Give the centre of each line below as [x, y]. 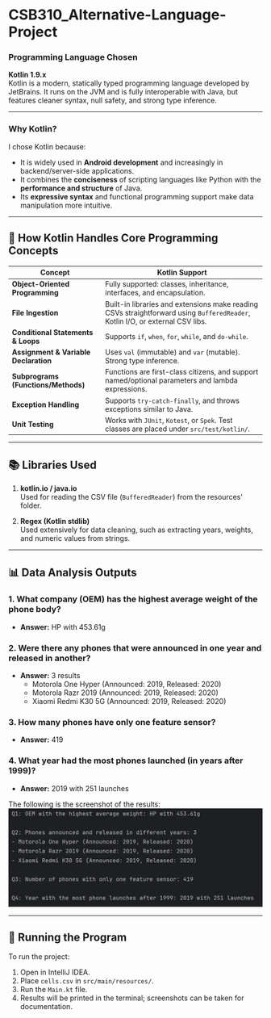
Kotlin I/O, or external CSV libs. [156, 321]
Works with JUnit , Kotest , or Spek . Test [169, 420]
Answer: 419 [42, 739]
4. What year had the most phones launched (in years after [126, 760]
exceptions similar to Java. [149, 408]
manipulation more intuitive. [66, 205]
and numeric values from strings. [75, 538]
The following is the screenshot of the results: [85, 804]
